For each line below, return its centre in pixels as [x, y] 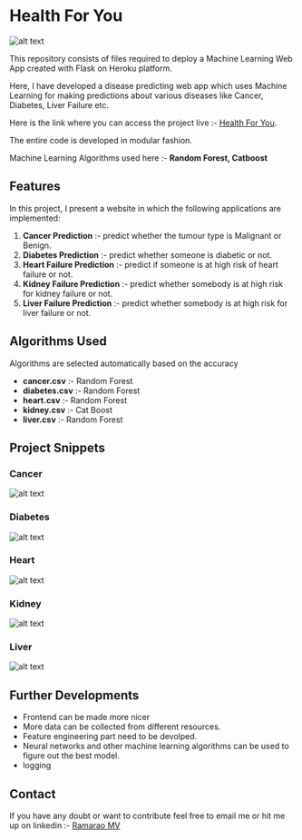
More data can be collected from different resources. [122, 726]
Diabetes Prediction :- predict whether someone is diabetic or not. [147, 254]
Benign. [37, 245]
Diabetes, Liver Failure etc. [59, 104]
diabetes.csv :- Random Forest [81, 390]
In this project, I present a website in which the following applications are [145, 208]
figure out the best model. [71, 756]
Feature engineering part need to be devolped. [110, 736]
